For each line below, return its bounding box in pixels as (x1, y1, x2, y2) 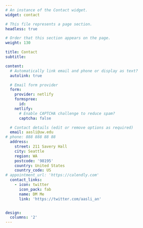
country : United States (14, 163, 65, 168)
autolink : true (10, 73, 42, 78)
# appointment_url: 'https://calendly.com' (5, 173, 100, 178)
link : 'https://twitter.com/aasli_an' (18, 196, 102, 201)
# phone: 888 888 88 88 (5, 134, 56, 140)
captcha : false (18, 116, 52, 121)
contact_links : (10, 177, 42, 182)
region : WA (14, 153, 38, 159)
